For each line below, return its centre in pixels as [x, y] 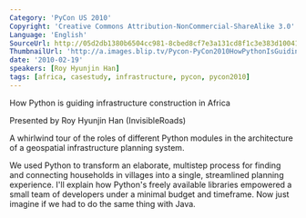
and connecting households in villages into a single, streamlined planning [147, 174]
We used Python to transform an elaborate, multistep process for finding [145, 165]
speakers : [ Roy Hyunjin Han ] [65, 69]
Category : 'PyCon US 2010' [61, 18]
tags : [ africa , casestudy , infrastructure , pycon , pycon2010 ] [130, 77]
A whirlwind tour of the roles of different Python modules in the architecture [152, 138]
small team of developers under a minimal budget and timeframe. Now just [149, 194]
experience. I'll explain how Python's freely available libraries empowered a [151, 184]
